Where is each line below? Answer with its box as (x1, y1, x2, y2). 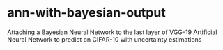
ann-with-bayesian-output (7, 5, 166, 21)
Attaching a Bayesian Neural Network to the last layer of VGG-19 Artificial (7, 28, 217, 36)
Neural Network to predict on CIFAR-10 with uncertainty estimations (7, 35, 202, 43)
